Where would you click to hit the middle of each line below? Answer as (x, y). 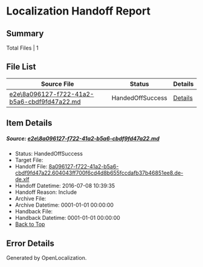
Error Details (30, 243)
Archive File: (31, 199)
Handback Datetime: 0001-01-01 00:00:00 (68, 218)
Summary (25, 34)
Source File (57, 84)
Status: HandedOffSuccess (49, 154)
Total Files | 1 (22, 48)
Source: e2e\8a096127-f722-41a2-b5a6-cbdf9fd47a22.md (83, 138)
